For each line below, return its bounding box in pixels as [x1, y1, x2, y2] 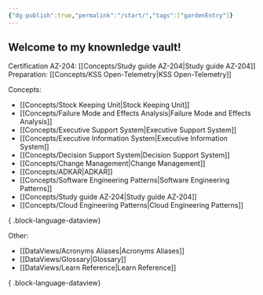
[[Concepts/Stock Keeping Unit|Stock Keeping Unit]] [19, 100, 190, 110]
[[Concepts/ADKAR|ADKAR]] [19, 167, 113, 177]
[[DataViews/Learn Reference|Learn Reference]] [19, 263, 177, 272]
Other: [8, 231, 29, 241]
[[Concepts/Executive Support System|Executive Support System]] [19, 125, 237, 135]
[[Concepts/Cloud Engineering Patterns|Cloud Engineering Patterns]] [19, 201, 243, 210]
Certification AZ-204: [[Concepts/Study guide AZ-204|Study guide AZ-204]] [8, 61, 256, 71]
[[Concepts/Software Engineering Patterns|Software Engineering [19, 175, 230, 185]
